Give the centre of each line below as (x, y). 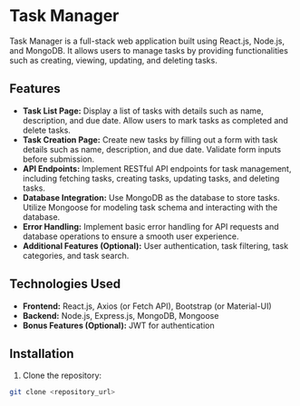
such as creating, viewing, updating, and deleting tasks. (113, 60)
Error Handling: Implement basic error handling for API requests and (150, 226)
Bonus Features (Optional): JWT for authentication (118, 325)
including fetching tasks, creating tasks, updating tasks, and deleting (151, 178)
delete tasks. (46, 130)
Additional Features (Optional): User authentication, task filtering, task (155, 245)
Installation (42, 354)
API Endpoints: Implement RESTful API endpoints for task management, (157, 168)
